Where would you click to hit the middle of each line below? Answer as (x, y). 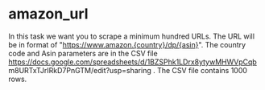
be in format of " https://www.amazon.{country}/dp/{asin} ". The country (127, 44)
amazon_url (48, 14)
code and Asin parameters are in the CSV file (83, 53)
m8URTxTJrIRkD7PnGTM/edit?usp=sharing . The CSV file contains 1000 (128, 70)
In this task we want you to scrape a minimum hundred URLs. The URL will (132, 36)
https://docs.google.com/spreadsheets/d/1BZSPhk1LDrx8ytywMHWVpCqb (133, 62)
